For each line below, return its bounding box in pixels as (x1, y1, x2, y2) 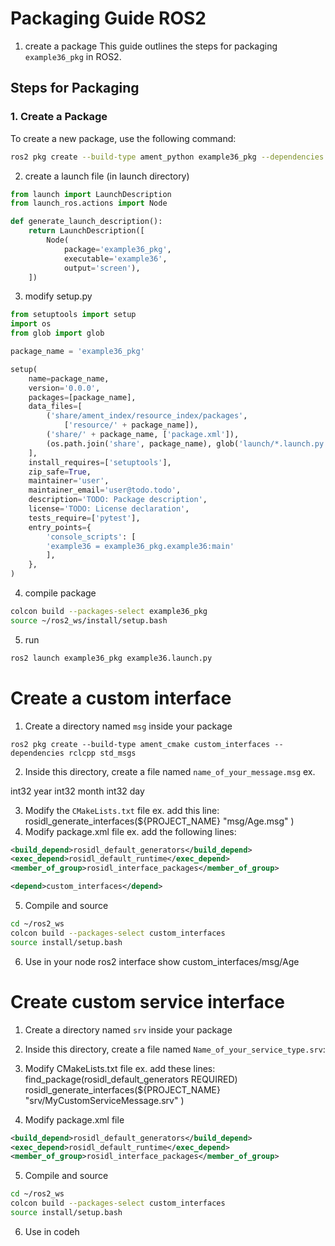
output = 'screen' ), (63, 263, 141, 273)
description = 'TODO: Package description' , (28, 495, 208, 505)
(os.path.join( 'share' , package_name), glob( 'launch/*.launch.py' (46, 438, 329, 449)
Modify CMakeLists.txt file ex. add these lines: (24, 1062, 216, 1074)
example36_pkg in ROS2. (24, 50, 122, 62)
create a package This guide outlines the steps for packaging (24, 40, 278, 52)
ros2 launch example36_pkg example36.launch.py (10, 653, 213, 663)
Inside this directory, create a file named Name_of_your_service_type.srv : (24, 1043, 326, 1055)
